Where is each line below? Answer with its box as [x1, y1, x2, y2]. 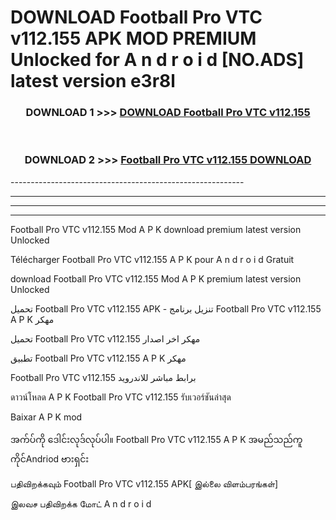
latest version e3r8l [10, 70, 176, 93]
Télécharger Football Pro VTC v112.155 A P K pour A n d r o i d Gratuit [10, 253, 295, 265]
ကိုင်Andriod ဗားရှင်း [10, 452, 90, 465]
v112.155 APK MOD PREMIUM [10, 27, 257, 50]
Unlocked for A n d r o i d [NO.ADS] [10, 49, 305, 71]
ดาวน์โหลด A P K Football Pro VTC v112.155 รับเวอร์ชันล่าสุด [10, 391, 232, 403]
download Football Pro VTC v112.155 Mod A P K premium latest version [10, 272, 302, 285]
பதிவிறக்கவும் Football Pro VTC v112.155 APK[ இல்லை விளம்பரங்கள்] [10, 477, 279, 490]
